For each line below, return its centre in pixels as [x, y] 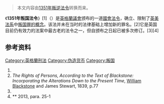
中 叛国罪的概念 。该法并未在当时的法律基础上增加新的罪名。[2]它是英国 [85, 24]
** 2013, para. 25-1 [31, 96]
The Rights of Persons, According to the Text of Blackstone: [73, 75]
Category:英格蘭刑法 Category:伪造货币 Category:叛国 [60, 60]
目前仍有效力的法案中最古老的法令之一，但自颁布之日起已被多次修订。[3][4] [82, 31]
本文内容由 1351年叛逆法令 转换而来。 [54, 8]
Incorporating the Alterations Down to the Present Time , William [77, 80]
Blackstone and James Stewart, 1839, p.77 [55, 86]
